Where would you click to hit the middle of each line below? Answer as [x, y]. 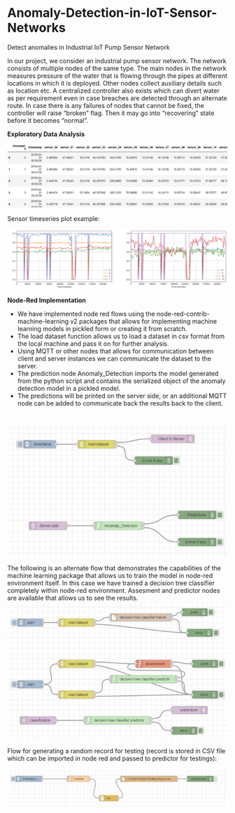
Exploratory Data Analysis [46, 134]
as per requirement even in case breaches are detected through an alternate [117, 98]
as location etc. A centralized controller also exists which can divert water [114, 90]
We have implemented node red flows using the [86, 314]
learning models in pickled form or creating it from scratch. [102, 328]
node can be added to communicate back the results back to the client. [120, 403]
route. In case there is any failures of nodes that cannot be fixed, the [106, 105]
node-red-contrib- [183, 314]
